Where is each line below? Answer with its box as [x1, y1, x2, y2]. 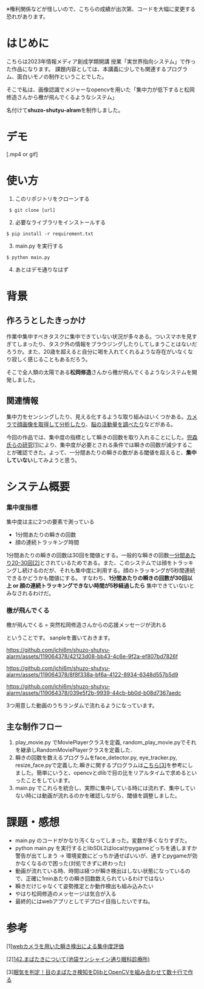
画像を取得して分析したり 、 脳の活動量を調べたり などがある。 [22, 421, 177, 428]
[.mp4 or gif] [6, 150, 38, 158]
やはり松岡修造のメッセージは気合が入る [15, 890, 117, 898]
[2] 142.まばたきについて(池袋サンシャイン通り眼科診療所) [6, 956, 150, 963]
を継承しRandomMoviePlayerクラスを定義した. [15, 746, 132, 753]
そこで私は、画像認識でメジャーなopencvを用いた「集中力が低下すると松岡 [6, 86, 195, 93]
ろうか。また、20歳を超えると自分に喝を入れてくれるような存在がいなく [6, 348, 188, 355]
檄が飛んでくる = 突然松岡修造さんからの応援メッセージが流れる [6, 621, 167, 629]
